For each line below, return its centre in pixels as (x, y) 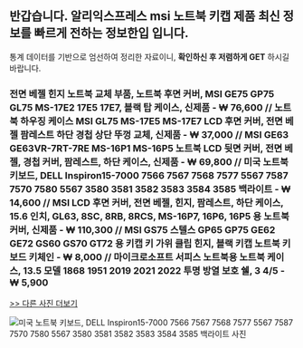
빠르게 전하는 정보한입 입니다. (111, 33)
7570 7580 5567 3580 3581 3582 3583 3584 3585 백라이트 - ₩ (150, 188)
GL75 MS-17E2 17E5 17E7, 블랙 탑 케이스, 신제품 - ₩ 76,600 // (141, 107)
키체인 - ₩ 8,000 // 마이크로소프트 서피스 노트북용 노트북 (147, 256)
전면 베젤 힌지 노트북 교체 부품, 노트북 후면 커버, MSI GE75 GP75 (142, 93)
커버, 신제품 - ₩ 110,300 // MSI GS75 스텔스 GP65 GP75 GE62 (142, 229)
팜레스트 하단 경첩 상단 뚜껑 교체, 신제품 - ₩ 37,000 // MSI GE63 (154, 134)
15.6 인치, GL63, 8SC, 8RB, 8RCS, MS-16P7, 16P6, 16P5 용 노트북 (149, 216)
